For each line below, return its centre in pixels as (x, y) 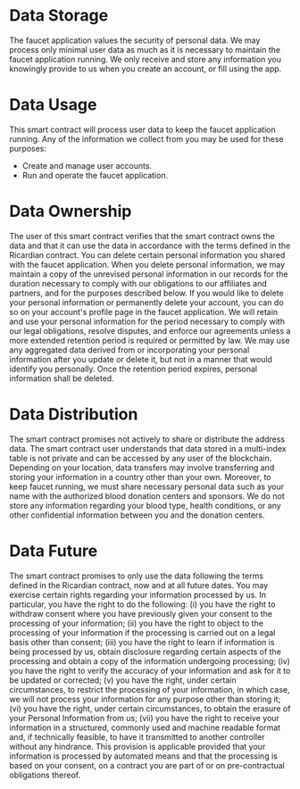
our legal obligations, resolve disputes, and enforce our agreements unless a (150, 330)
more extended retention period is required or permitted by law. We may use (150, 340)
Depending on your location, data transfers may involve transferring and (142, 467)
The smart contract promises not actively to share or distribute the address (147, 439)
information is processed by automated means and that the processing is (144, 756)
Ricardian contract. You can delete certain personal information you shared (147, 254)
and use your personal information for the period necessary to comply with (147, 321)
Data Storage (59, 16)
